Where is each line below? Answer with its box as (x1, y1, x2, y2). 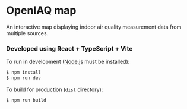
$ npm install (6, 70, 42, 76)
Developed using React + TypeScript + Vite (6, 44, 133, 52)
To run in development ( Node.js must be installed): (6, 58, 130, 66)
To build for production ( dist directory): (6, 86, 103, 93)
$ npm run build (6, 97, 46, 103)
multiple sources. (6, 29, 49, 36)
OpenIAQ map (6, 4, 77, 17)
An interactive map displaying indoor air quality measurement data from (6, 23, 182, 30)
